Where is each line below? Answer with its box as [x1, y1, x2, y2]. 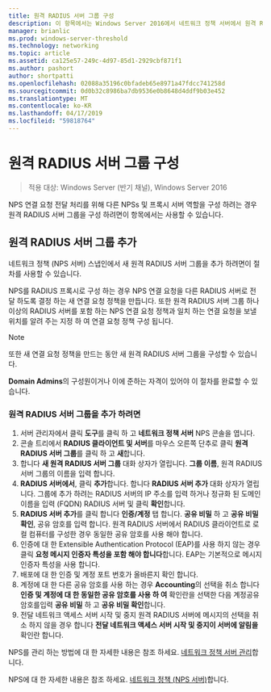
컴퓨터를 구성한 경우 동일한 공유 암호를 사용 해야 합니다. [28, 529, 203, 539]
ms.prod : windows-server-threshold [8, 34, 128, 43]
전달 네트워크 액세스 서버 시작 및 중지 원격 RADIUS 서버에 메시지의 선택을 [19, 610, 251, 619]
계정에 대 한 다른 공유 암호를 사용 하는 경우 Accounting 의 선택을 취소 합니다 [19, 579, 260, 589]
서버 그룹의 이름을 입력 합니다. [19, 468, 115, 478]
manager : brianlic [8, 27, 70, 35]
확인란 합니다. [19, 630, 65, 640]
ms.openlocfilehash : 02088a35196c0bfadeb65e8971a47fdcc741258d [8, 79, 226, 87]
